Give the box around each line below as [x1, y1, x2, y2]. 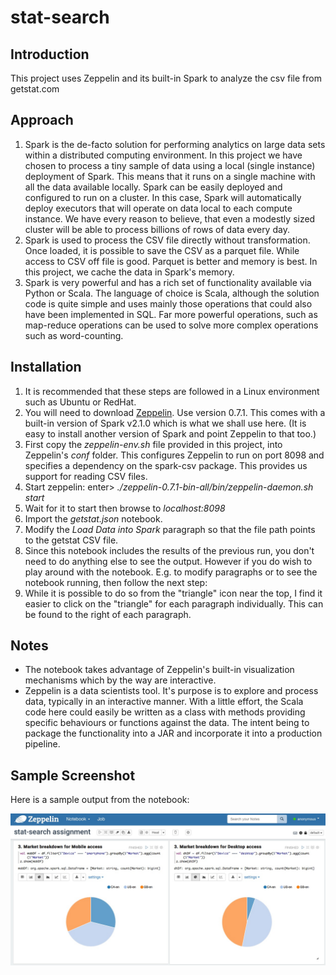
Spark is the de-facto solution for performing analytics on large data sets [24, 138, 326, 150]
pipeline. [24, 738, 61, 750]
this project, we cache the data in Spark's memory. [24, 266, 235, 278]
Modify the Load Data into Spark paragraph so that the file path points [24, 523, 316, 535]
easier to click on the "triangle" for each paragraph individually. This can [24, 597, 324, 610]
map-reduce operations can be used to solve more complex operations [24, 319, 319, 331]
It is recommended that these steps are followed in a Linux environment [24, 385, 320, 397]
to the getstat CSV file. [24, 534, 119, 546]
